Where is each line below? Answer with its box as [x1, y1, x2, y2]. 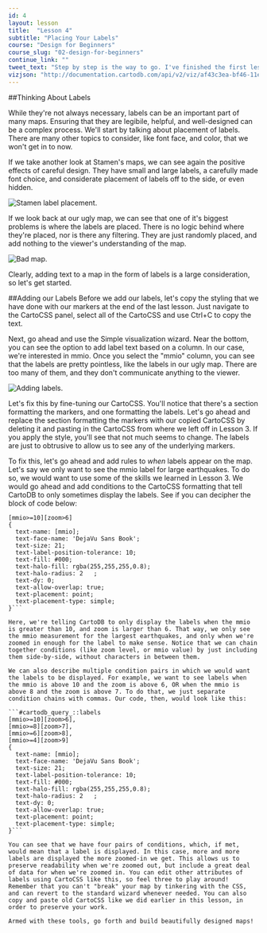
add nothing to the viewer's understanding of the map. [8, 238, 187, 248]
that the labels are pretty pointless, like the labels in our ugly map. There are [8, 359, 257, 369]
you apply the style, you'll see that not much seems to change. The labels [8, 432, 250, 442]
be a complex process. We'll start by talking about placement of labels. [8, 125, 241, 134]
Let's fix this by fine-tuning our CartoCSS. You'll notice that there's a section [8, 398, 258, 408]
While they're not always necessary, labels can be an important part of [8, 108, 240, 118]
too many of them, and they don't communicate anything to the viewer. [8, 367, 241, 377]
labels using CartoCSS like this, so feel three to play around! [8, 875, 229, 883]
